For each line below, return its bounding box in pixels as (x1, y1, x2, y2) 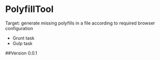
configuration (5, 25, 33, 31)
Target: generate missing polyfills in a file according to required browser (5, 20, 155, 26)
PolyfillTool (5, 3, 54, 15)
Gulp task (12, 40, 33, 46)
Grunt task (12, 35, 35, 41)
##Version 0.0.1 (5, 50, 37, 56)
